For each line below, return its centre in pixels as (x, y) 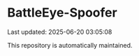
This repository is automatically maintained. (70, 45)
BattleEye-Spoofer (62, 13)
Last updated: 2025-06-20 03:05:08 (60, 32)
